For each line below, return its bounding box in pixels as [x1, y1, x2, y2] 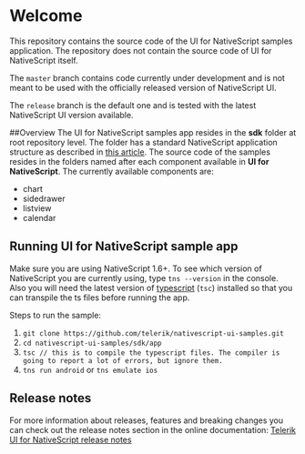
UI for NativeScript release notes [9, 434, 132, 445]
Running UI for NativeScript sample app [9, 238, 239, 255]
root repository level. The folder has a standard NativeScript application [9, 136, 278, 147]
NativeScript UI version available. [9, 109, 134, 120]
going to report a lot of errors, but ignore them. [22, 356, 223, 365]
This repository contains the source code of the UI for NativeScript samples [9, 35, 293, 46]
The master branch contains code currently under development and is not [9, 72, 285, 83]
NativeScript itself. [9, 55, 79, 66]
